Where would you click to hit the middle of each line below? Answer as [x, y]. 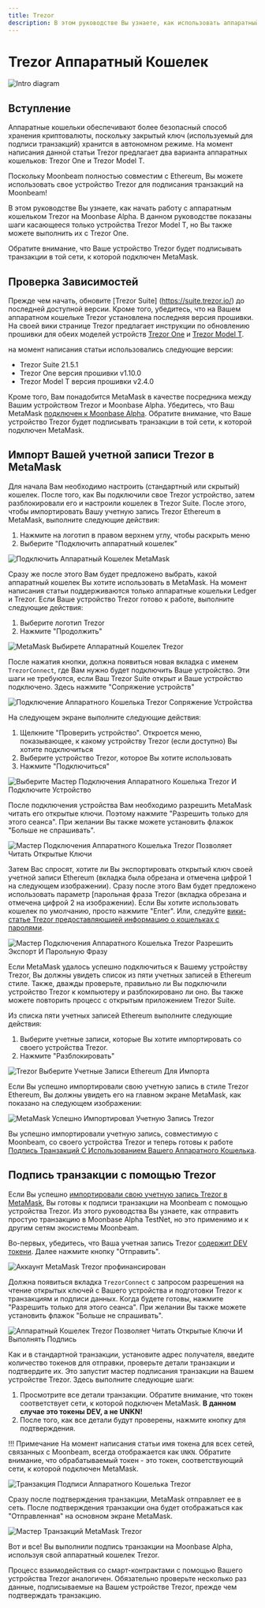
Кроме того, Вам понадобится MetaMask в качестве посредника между [130, 397]
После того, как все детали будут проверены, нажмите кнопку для [132, 1420]
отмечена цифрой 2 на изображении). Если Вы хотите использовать [123, 903]
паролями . [26, 928]
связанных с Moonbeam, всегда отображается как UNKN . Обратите [119, 1452]
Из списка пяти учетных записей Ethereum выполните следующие [120, 1015]
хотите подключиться [56, 749]
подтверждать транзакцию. [55, 1595]
